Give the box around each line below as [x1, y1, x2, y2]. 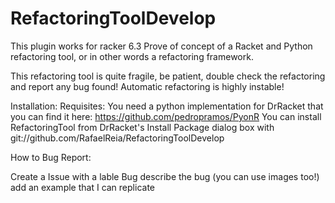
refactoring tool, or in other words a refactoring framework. [10, 50, 254, 62]
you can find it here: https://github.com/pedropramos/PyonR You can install [10, 110, 322, 122]
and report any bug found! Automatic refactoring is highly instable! [10, 80, 285, 92]
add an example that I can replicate [10, 181, 155, 193]
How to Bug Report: [10, 151, 92, 163]
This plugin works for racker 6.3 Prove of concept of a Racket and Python [10, 40, 313, 52]
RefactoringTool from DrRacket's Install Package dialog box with [10, 121, 275, 133]
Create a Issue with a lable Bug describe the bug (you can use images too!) [10, 170, 320, 182]
